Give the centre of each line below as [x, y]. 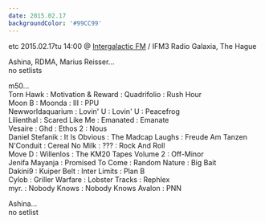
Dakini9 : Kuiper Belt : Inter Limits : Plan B [77, 171]
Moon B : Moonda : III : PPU [54, 103]
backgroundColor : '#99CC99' [55, 23]
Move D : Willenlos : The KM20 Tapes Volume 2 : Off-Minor [106, 154]
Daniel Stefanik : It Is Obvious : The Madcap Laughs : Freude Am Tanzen [128, 136]
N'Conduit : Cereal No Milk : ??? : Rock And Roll [87, 145]
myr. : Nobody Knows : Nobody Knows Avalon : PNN [95, 188]
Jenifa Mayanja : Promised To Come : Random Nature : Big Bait [112, 162]
